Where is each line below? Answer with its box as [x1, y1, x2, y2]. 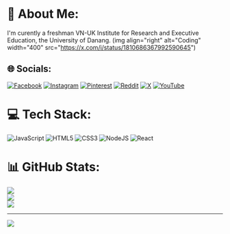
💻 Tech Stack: [7, 106, 92, 122]
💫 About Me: [7, 6, 79, 22]
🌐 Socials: [7, 63, 52, 75]
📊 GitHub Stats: [7, 159, 101, 174]
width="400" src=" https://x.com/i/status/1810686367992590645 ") [7, 43, 196, 51]
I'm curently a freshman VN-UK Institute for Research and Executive [7, 29, 199, 37]
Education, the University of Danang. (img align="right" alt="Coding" [7, 36, 201, 44]
